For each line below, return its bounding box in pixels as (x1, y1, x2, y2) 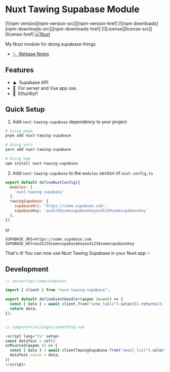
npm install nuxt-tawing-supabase (5, 161, 78, 166)
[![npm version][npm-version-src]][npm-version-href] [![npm (5, 20, 133, 26)
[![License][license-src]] (101, 25, 153, 31)
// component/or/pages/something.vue (5, 324, 85, 329)
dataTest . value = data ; (10, 353, 60, 358)
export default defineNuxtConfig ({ (5, 180, 80, 185)
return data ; (10, 306, 37, 311)
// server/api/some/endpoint (5, 278, 67, 284)
